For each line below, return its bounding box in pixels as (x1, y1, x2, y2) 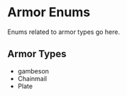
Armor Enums (7, 4, 91, 20)
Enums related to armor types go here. (7, 28, 121, 36)
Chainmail (17, 74, 48, 83)
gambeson (17, 66, 50, 75)
